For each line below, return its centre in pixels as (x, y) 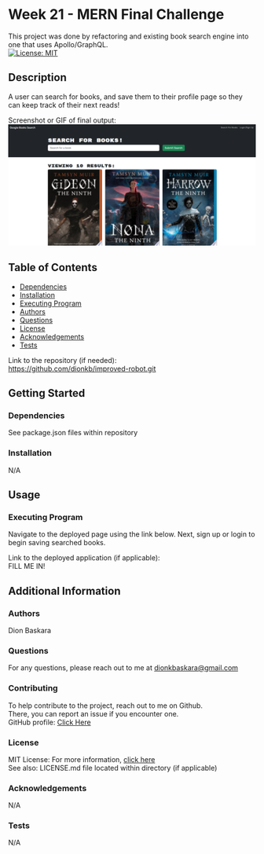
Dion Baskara (30, 630)
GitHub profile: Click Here (50, 722)
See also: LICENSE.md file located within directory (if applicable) (113, 768)
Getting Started (47, 393)
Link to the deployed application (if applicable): (84, 558)
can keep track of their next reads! (64, 104)
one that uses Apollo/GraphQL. (58, 44)
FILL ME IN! (27, 566)
